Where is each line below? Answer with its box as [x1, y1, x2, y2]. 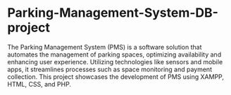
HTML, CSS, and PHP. [7, 80, 72, 88]
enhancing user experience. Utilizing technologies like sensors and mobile [7, 57, 223, 66]
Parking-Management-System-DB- [7, 5, 218, 21]
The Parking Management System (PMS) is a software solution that [7, 43, 202, 51]
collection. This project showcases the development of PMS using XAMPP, [7, 72, 224, 81]
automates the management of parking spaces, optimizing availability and [7, 50, 222, 59]
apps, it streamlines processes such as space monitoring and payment [7, 65, 213, 73]
